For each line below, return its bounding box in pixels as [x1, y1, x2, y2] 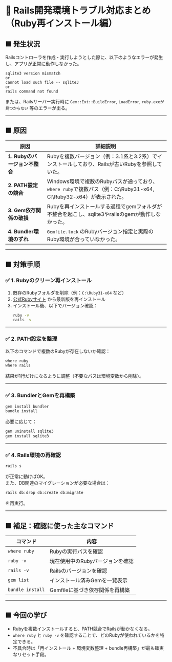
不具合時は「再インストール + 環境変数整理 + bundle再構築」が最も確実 [12, 645, 164, 651]
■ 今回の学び [5, 611, 47, 620]
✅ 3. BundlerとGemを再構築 [5, 392, 75, 399]
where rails [5, 363, 31, 368]
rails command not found [5, 89, 58, 94]
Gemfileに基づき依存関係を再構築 [49, 586, 130, 594]
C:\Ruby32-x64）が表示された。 [47, 193, 127, 200]
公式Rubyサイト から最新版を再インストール [12, 296, 106, 302]
